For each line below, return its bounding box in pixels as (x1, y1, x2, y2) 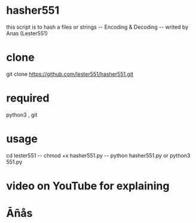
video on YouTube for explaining (6, 179, 170, 193)
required (6, 91, 50, 105)
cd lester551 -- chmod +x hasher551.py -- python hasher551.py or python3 (6, 152, 191, 159)
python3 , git (6, 111, 38, 118)
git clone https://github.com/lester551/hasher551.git (6, 70, 133, 78)
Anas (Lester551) (6, 29, 48, 36)
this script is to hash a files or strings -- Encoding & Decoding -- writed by (6, 23, 189, 30)
